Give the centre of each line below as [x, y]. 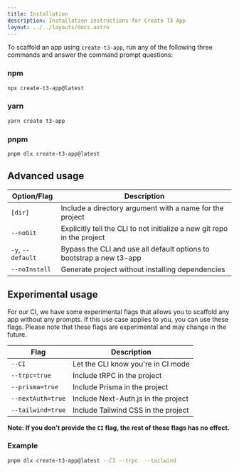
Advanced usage [46, 176]
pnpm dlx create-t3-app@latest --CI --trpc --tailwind [92, 460]
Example [23, 446]
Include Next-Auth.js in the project [130, 399]
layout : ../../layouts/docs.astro [59, 27]
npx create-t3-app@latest [46, 88]
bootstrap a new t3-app [101, 258]
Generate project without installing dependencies [143, 269]
